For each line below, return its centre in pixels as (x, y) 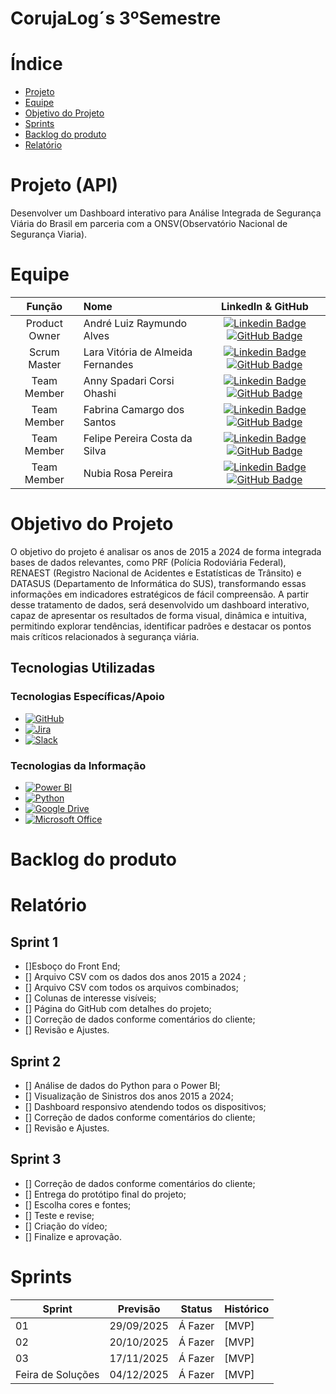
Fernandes (108, 364)
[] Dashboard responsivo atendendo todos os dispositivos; (145, 1106)
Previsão (139, 1309)
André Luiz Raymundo (135, 323)
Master (45, 364)
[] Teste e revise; (59, 1215)
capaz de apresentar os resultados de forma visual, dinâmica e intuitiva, (158, 615)
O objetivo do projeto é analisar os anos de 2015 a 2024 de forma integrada (166, 551)
